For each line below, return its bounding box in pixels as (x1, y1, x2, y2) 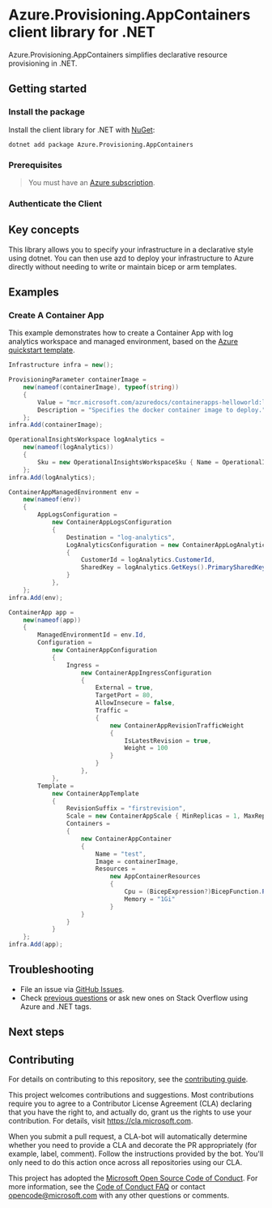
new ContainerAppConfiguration (51, 646, 158, 654)
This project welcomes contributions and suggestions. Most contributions (8, 1090, 254, 1100)
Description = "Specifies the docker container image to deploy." (37, 406, 266, 414)
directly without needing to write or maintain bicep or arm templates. (8, 261, 237, 271)
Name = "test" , (95, 850, 147, 858)
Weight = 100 (124, 744, 168, 753)
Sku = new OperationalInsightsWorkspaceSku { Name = (37, 458, 219, 466)
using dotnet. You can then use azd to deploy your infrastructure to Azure (8, 253, 254, 263)
